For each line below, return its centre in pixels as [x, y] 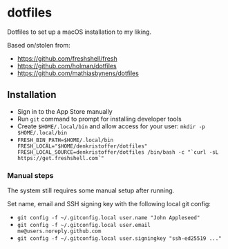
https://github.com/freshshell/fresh [67, 58]
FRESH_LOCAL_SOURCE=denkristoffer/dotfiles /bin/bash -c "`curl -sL [118, 152]
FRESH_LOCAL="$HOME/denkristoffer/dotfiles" [82, 146]
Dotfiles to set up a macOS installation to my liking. [79, 32]
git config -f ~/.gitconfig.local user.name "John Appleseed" [108, 218]
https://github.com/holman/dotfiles [67, 66]
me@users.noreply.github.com [59, 231]
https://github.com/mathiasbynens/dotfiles [78, 73]
